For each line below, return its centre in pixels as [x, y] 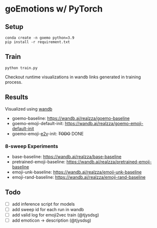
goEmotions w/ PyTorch [54, 9]
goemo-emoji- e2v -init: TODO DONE [48, 133]
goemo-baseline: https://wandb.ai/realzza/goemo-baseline [71, 118]
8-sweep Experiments [32, 146]
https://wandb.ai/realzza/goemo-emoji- [104, 123]
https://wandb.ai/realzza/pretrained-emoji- [109, 162]
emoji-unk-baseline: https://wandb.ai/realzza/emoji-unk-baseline [77, 172]
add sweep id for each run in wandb [48, 209]
